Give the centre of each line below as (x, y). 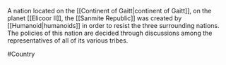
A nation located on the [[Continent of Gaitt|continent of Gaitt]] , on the (109, 11)
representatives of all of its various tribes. (68, 41)
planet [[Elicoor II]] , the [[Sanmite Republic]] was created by (95, 18)
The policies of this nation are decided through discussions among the (110, 33)
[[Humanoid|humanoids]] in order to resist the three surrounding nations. (113, 26)
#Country (21, 54)
